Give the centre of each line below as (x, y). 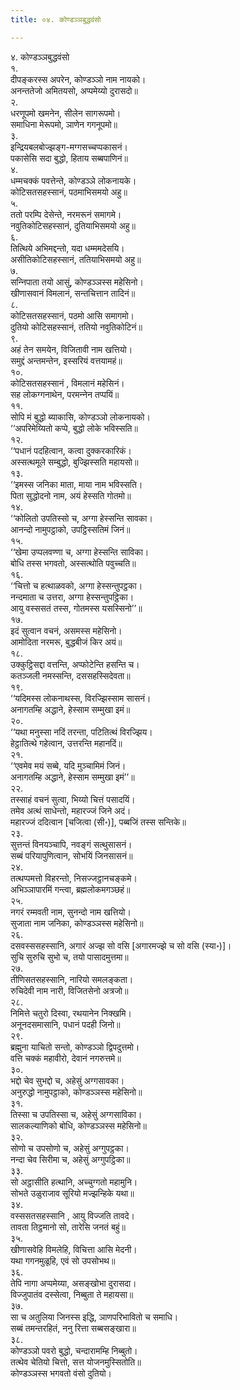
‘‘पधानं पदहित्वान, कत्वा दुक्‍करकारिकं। (71, 450)
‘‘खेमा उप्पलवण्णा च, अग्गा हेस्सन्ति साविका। (80, 552)
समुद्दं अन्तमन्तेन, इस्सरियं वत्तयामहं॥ (66, 360)
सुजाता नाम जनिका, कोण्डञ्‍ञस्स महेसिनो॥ (77, 923)
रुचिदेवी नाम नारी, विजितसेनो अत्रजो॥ (69, 990)
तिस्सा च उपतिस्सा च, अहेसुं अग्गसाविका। (76, 1114)
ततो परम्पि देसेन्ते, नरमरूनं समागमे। (66, 214)
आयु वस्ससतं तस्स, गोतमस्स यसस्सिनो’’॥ (76, 608)
